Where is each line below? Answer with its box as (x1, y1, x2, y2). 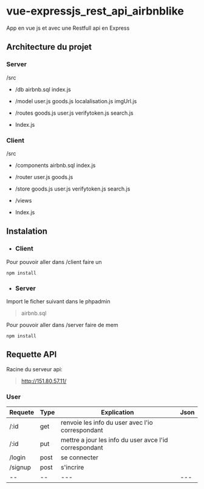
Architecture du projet (6, 42, 92, 52)
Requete (9, 408, 35, 417)
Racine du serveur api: (6, 365, 63, 373)
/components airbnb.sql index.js (15, 161, 96, 169)
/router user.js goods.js (15, 173, 73, 180)
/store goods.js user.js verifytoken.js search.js (15, 185, 131, 192)
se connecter (60, 453, 99, 462)
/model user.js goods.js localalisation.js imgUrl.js (15, 97, 137, 104)
